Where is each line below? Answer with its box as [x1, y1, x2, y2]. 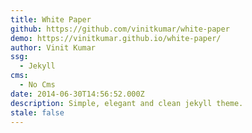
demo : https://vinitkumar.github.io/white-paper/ [10, 33, 222, 43]
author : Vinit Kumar [10, 42, 97, 53]
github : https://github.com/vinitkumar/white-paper [10, 24, 230, 34]
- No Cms [19, 80, 56, 90]
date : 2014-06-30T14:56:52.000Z [10, 89, 145, 99]
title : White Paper [10, 14, 92, 25]
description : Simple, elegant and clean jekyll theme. [10, 98, 244, 108]
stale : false [10, 107, 65, 118]
